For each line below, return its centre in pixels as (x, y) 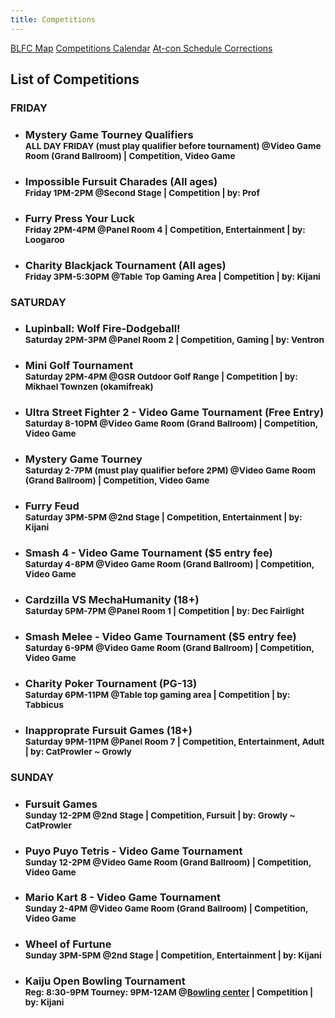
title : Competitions (53, 19)
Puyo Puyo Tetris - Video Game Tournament (133, 851)
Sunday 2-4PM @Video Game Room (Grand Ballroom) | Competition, (166, 909)
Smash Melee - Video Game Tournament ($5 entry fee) (160, 636)
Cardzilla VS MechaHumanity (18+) (112, 599)
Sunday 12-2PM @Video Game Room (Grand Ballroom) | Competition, (168, 862)
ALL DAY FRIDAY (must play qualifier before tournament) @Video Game (173, 145)
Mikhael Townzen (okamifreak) (89, 387)
